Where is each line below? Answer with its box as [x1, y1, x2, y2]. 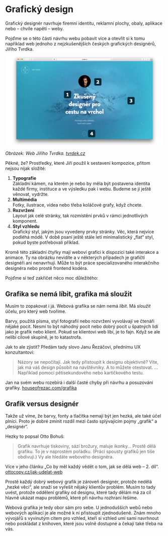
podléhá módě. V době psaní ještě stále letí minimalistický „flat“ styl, [12, 234, 154, 240]
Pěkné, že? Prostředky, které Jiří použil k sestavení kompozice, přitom [5, 160, 150, 166]
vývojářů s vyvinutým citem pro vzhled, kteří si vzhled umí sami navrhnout [5, 515, 159, 521]
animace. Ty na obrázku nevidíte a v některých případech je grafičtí [5, 254, 145, 260]
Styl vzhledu [12, 223, 40, 230]
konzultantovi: [5, 349, 35, 356]
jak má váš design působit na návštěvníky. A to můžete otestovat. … [17, 364, 158, 371]
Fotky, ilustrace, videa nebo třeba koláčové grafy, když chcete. [12, 202, 143, 208]
